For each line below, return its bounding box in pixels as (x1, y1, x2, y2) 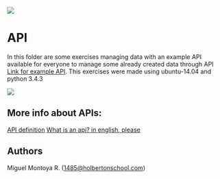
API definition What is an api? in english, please (7, 126, 140, 134)
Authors (7, 145, 43, 157)
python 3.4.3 (7, 74, 43, 82)
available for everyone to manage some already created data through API (7, 60, 214, 68)
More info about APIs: (7, 107, 102, 119)
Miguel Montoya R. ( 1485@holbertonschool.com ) (7, 163, 146, 171)
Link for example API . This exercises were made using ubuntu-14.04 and (7, 67, 212, 75)
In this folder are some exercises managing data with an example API (7, 52, 202, 61)
